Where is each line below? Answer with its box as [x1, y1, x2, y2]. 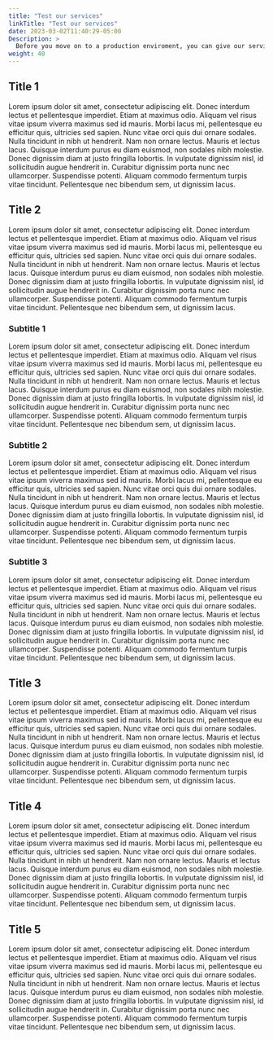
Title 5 [8, 922, 41, 937]
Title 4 [8, 799, 42, 813]
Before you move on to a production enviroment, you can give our [15, 42, 245, 50]
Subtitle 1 [8, 323, 46, 334]
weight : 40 [8, 50, 45, 58]
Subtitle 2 [8, 439, 48, 450]
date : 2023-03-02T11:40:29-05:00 [8, 27, 122, 35]
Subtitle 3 [8, 556, 48, 568]
